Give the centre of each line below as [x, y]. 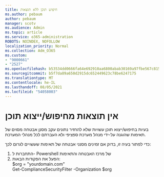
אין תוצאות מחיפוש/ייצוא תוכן [62, 116]
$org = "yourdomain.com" [38, 164]
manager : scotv [20, 23]
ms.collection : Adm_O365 [30, 51]
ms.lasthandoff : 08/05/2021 [34, 87]
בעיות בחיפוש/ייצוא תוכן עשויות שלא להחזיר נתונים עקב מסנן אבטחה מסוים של [77, 129]
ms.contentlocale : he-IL [30, 82]
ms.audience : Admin [25, 28]
